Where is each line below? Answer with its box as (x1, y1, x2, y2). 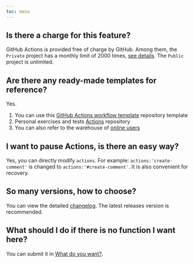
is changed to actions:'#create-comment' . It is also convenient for (28, 163, 188, 171)
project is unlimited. (6, 58, 54, 65)
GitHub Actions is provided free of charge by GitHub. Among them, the (6, 46, 178, 53)
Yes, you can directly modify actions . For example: (6, 157, 129, 164)
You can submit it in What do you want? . (6, 250, 104, 257)
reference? (6, 85, 48, 95)
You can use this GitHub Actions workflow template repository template (14, 112, 188, 119)
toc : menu (6, 8, 31, 15)
